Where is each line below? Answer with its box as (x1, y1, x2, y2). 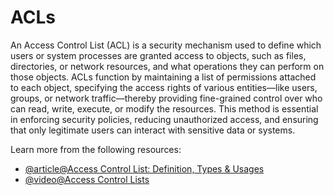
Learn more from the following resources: (10, 143, 182, 155)
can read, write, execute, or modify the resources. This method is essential (10, 102, 319, 115)
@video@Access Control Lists (24, 173, 150, 185)
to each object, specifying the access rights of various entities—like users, (10, 81, 318, 93)
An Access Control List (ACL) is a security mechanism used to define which (10, 39, 322, 51)
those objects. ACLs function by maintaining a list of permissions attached (10, 71, 317, 83)
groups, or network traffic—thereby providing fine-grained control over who (10, 92, 323, 104)
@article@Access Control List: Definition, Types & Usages (24, 162, 265, 175)
